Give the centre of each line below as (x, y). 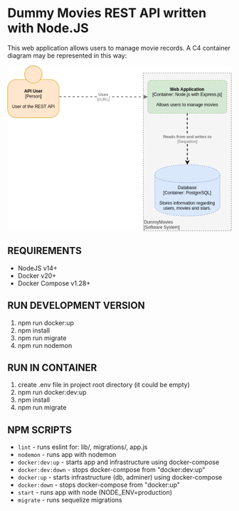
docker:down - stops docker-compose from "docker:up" (99, 485)
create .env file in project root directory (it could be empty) (104, 385)
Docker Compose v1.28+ (54, 283)
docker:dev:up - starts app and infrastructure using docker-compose (118, 462)
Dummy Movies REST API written (107, 13)
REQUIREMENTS (44, 251)
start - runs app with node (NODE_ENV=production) (95, 492)
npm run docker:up (46, 322)
